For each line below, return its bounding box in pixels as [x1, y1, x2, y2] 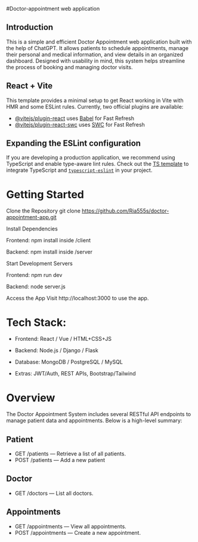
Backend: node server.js [6, 283, 66, 290]
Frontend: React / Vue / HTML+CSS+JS [14, 335, 112, 343]
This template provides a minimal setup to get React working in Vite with [6, 97, 184, 104]
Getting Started [6, 187, 85, 201]
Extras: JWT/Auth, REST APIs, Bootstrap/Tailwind [14, 370, 136, 377]
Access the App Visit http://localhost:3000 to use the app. [6, 295, 149, 302]
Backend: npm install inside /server [6, 248, 92, 255]
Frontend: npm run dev [6, 272, 63, 279]
